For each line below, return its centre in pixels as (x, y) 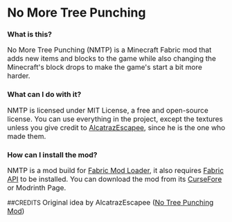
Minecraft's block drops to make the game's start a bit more (105, 67)
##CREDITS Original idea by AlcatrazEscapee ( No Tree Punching (110, 203)
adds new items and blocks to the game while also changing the (112, 59)
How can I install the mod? (52, 155)
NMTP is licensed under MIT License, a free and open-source (108, 110)
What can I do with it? (44, 95)
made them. (27, 136)
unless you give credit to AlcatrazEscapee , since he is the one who (116, 127)
